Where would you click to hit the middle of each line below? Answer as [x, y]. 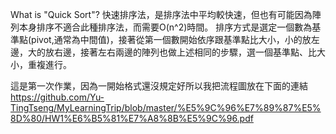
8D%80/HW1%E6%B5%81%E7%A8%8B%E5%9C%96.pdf [132, 118]
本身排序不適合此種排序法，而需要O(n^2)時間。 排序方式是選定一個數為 [165, 27]
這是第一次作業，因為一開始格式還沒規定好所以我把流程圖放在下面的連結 [159, 86]
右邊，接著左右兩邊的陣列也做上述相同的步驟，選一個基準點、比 [185, 52]
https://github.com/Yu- [57, 97]
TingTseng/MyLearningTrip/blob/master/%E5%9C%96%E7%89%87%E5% [166, 107]
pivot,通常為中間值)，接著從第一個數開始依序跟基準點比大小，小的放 [171, 39]
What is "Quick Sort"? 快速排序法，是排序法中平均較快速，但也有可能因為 [161, 14]
